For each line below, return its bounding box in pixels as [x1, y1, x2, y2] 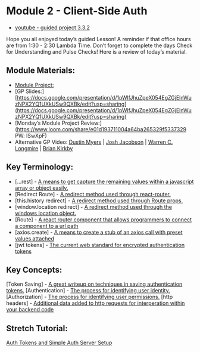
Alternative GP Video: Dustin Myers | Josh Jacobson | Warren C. [14, 138, 173, 146]
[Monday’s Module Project [14, 119, 80, 126]
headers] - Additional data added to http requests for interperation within [6, 299, 185, 307]
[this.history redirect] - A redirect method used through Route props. [14, 197, 183, 204]
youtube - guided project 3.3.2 [14, 24, 90, 31]
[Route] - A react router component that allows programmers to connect [14, 216, 192, 223]
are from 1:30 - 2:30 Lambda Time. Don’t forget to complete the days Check [6, 42, 193, 49]
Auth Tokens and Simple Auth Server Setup [6, 339, 112, 347]
